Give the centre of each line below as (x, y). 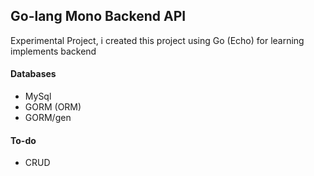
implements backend (53, 51)
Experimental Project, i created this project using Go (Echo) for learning (157, 40)
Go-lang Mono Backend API (98, 16)
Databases (33, 74)
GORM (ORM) (53, 107)
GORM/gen (48, 118)
